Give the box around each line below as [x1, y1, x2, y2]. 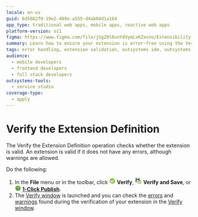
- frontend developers [11, 65, 67, 71]
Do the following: [6, 165, 48, 173]
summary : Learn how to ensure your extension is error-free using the [6, 41, 183, 46]
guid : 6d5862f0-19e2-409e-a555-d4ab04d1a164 [6, 15, 117, 22]
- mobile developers [11, 59, 62, 65]
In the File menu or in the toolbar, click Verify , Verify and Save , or [14, 178, 192, 185]
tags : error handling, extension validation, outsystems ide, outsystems [6, 47, 192, 53]
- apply [11, 96, 31, 102]
